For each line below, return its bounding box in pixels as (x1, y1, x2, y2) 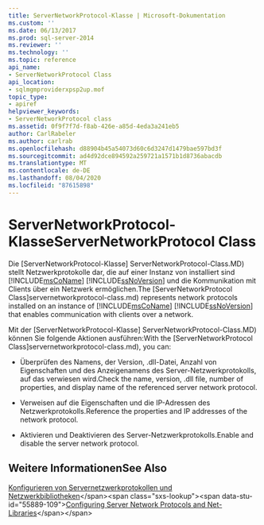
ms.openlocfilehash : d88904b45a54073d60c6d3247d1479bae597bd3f (8, 145, 223, 152)
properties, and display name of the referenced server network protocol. (19, 382, 258, 392)
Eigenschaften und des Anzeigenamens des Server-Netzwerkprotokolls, (19, 365, 257, 375)
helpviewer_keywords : (8, 108, 80, 116)
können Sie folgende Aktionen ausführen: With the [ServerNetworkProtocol (8, 333, 253, 342)
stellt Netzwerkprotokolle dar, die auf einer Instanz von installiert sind (8, 267, 235, 276)
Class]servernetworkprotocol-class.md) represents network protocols (8, 292, 239, 302)
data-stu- (221, 491, 253, 500)
